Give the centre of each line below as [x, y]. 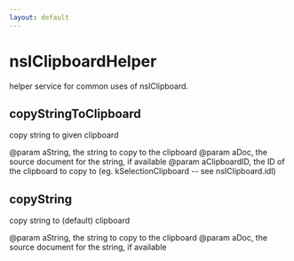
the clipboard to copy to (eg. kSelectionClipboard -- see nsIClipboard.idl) [143, 171]
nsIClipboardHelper [83, 61]
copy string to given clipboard [64, 135]
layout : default [39, 17]
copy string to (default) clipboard [70, 221]
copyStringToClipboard [75, 113]
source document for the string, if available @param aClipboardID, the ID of [147, 162]
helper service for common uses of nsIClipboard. [99, 86]
